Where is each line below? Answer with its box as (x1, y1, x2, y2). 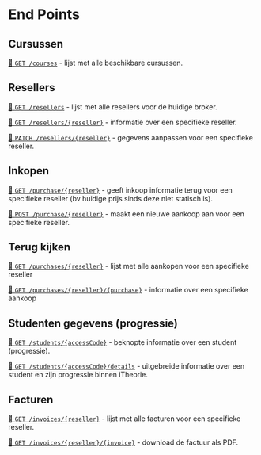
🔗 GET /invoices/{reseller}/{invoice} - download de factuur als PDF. (8, 438, 239, 447)
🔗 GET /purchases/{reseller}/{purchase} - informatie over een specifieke (8, 285, 249, 295)
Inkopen (8, 164, 50, 178)
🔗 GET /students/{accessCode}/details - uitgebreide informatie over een (8, 361, 245, 371)
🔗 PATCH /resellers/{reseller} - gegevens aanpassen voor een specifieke (8, 132, 253, 142)
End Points (8, 6, 81, 24)
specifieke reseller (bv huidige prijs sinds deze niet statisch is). (8, 193, 214, 203)
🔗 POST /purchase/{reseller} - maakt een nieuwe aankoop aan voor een (8, 208, 245, 219)
